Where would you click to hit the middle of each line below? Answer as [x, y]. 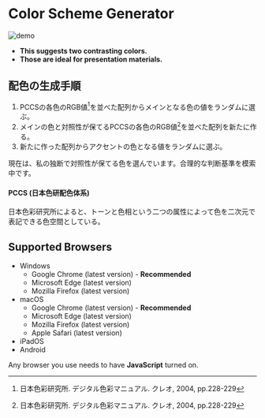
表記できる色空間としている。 [56, 222]
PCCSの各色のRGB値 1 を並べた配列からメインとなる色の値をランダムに [134, 106]
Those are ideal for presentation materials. [91, 59]
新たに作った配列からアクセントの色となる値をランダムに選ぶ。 [123, 147]
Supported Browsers [60, 246]
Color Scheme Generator [91, 14]
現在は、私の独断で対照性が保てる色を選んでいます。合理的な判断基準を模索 [132, 163]
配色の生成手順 [45, 86]
